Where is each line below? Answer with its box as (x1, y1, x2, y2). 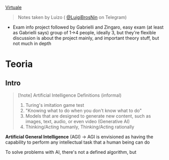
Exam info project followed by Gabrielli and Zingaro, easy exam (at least (12, 24, 164, 30)
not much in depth (12, 40, 52, 47)
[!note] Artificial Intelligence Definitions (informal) (17, 92, 122, 98)
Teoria (5, 58, 33, 70)
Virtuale (5, 5, 22, 10)
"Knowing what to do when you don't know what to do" (25, 107, 142, 113)
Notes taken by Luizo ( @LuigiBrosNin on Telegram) (17, 14, 127, 20)
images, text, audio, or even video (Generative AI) (25, 119, 130, 124)
